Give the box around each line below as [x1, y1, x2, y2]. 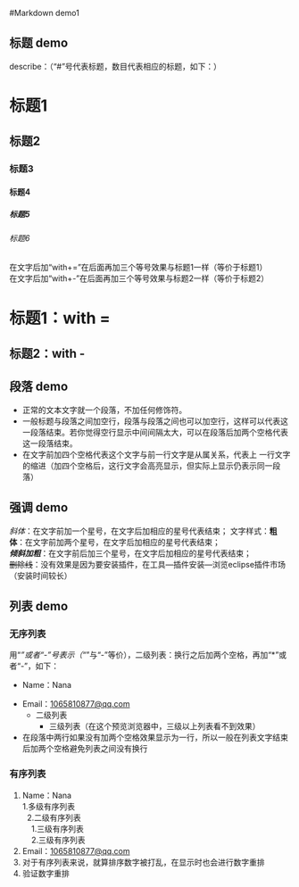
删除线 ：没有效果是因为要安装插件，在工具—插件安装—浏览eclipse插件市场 [9, 559, 287, 569]
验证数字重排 [21, 867, 70, 878]
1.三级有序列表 [30, 823, 85, 833]
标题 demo [9, 36, 69, 51]
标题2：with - [9, 346, 86, 361]
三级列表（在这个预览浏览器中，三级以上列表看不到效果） [48, 721, 261, 732]
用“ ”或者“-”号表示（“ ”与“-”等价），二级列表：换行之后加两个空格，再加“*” [9, 650, 279, 660]
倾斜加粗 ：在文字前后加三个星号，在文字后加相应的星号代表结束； [9, 548, 252, 559]
